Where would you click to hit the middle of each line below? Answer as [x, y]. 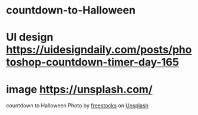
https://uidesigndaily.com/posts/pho [99, 50]
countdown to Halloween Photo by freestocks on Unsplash [77, 106]
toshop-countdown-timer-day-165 [93, 62]
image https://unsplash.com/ [80, 89]
